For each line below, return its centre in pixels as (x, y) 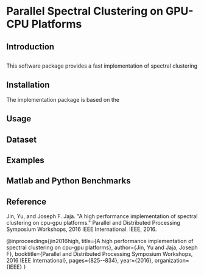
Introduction (30, 47)
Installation (28, 85)
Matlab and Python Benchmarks (69, 181)
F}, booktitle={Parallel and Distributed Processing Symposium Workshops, (100, 254)
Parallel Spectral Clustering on (85, 11)
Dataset (22, 139)
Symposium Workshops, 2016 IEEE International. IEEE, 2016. (82, 229)
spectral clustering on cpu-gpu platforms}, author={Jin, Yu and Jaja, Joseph (102, 247)
